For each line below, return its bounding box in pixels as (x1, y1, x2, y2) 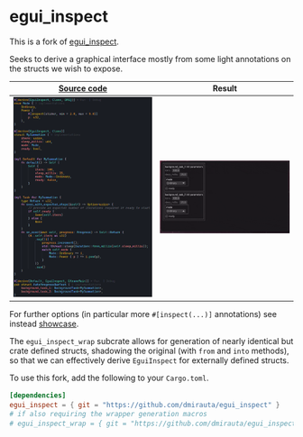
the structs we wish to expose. (9, 63, 124, 74)
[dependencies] (9, 390, 67, 400)
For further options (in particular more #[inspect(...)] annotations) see (9, 308, 278, 319)
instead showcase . (9, 318, 79, 329)
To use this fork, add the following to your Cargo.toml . (9, 372, 209, 383)
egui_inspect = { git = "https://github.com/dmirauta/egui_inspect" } (9, 400, 280, 409)
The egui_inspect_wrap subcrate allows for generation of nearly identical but (9, 335, 294, 346)
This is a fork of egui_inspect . (9, 36, 120, 47)
